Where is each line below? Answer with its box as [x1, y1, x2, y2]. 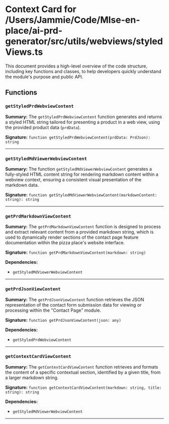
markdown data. [5, 182, 39, 188]
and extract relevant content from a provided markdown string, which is [5, 229, 154, 235]
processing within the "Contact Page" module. [5, 307, 102, 313]
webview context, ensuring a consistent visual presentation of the [5, 176, 142, 182]
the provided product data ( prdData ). [5, 124, 81, 130]
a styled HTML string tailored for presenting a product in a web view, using [5, 119, 160, 125]
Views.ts [5, 46, 43, 58]
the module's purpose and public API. [5, 74, 83, 80]
